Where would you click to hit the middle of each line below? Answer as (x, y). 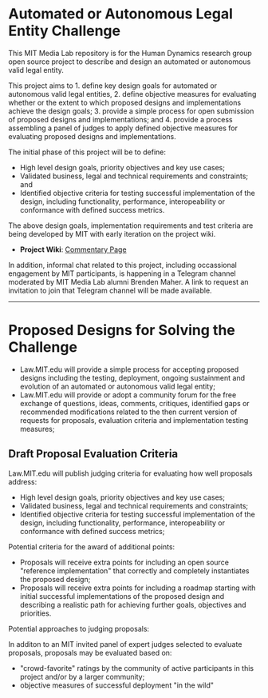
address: (23, 481)
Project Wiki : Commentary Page (73, 249)
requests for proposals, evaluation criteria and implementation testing (134, 420)
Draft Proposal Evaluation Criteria (93, 454)
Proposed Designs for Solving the (122, 331)
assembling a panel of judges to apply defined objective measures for (123, 128)
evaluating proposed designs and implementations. (93, 136)
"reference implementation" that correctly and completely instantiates (134, 570)
